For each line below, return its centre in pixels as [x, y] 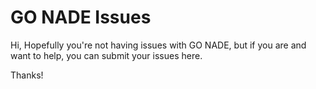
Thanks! [27, 75]
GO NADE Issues [81, 17]
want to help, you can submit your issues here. [106, 55]
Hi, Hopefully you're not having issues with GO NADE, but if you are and [158, 45]
